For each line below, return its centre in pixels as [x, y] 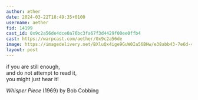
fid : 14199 [19, 28]
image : [14, 45]
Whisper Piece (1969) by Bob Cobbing [52, 90]
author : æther [24, 11]
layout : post [22, 50]
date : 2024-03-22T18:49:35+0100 [46, 17]
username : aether [27, 22]
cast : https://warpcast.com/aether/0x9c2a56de [64, 39]
